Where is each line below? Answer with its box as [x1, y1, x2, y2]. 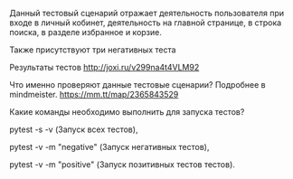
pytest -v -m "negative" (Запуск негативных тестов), [9, 142, 210, 152]
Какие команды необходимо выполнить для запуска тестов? [9, 107, 245, 117]
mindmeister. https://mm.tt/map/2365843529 [9, 89, 179, 99]
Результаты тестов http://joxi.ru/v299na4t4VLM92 [9, 62, 200, 72]
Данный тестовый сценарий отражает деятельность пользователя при [9, 8, 285, 18]
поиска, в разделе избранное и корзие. [9, 27, 163, 37]
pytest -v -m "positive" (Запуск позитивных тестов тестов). [9, 159, 235, 170]
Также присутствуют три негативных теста [9, 44, 176, 55]
